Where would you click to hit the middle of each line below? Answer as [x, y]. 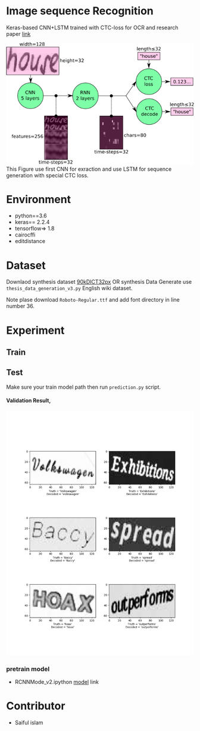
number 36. [20, 306]
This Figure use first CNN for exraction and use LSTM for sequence [89, 169]
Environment [39, 199]
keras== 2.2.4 [32, 222]
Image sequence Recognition [80, 11]
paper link [18, 33]
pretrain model [28, 669]
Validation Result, [29, 401]
